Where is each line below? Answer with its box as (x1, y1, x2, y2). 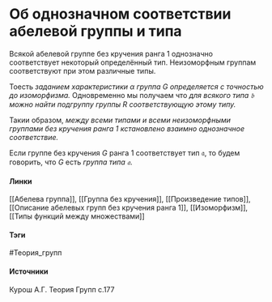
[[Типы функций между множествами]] (9, 211, 145, 221)
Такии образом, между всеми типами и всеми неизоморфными (9, 115, 232, 125)
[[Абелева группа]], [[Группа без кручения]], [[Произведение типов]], (9, 194, 251, 204)
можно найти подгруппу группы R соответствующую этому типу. (9, 99, 236, 109)
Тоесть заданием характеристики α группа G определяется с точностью (9, 82, 264, 91)
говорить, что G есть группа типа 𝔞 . (9, 157, 133, 167)
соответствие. (9, 132, 59, 142)
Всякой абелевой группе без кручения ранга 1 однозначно (9, 49, 214, 58)
